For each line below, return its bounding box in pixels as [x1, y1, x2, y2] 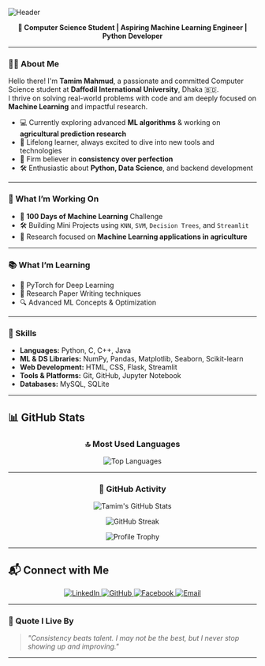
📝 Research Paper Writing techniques [19, 289, 142, 298]
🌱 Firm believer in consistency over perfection [19, 154, 174, 164]
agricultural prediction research [19, 129, 127, 138]
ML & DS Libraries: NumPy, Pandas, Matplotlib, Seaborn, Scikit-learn [19, 354, 244, 364]
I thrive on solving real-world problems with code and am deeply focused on [8, 93, 257, 103]
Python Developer [102, 32, 163, 40]
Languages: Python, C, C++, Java [19, 346, 132, 355]
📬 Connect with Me [8, 563, 109, 577]
